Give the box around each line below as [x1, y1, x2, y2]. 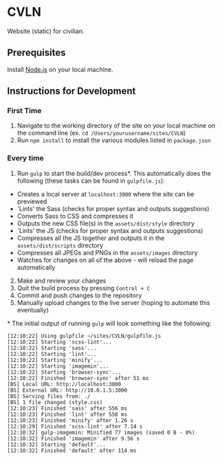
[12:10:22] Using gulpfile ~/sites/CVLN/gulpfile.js [7, 332, 162, 339]
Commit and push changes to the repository [16, 291, 142, 299]
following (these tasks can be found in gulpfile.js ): [16, 177, 165, 185]
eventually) [16, 306, 49, 314]
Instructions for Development [7, 86, 136, 97]
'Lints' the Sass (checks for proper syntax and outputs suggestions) [16, 204, 210, 212]
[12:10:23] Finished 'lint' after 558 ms [7, 411, 128, 418]
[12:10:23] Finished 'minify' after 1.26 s [7, 417, 134, 424]
